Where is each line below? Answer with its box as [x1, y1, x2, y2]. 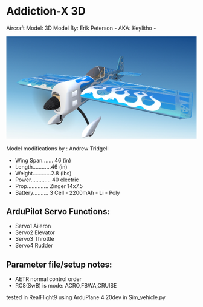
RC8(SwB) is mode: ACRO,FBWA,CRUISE [14, 282, 117, 289]
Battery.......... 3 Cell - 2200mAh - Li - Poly [14, 189, 120, 196]
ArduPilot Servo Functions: [6, 206, 110, 217]
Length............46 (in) [14, 163, 68, 170]
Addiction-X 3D [6, 4, 86, 18]
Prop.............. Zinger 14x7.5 [14, 182, 83, 189]
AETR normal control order [14, 275, 82, 283]
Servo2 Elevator [14, 229, 56, 236]
